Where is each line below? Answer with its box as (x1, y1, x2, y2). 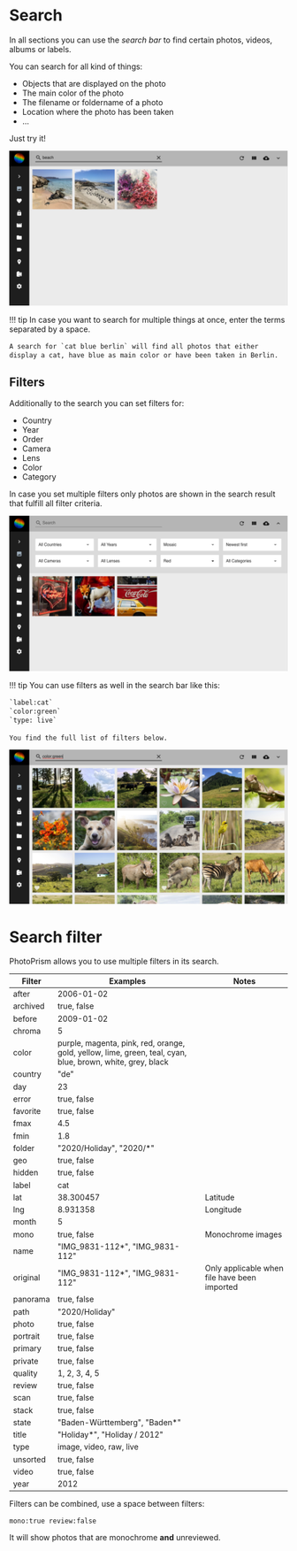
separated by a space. (9, 324, 91, 334)
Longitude (204, 1204, 242, 1215)
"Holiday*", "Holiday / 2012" (57, 1430, 164, 1440)
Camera (21, 443, 51, 454)
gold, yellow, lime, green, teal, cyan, (57, 1048, 187, 1058)
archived (12, 1001, 45, 1011)
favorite (12, 1106, 42, 1117)
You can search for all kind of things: (9, 61, 143, 72)
